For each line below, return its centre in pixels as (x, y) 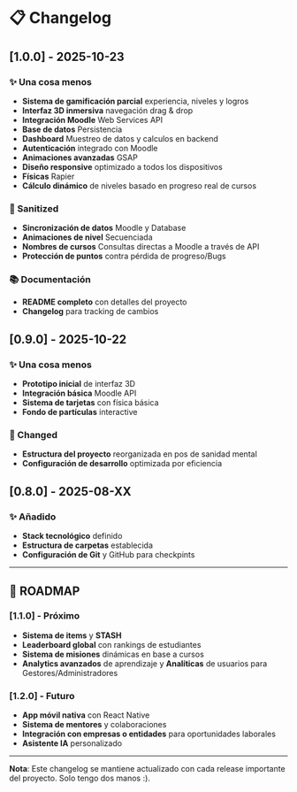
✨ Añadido (33, 517)
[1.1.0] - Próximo (45, 616)
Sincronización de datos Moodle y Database (104, 228)
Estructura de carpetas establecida (87, 545)
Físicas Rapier (48, 176)
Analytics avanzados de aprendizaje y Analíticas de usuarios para (145, 663)
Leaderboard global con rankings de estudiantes (111, 644)
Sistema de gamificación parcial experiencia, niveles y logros (135, 101)
